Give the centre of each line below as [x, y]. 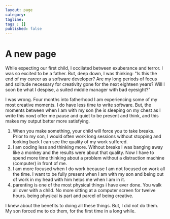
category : [16, 15]
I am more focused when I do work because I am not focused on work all [89, 169]
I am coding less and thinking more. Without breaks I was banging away [88, 147]
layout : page [19, 10]
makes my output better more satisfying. [48, 121]
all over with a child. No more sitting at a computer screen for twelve [84, 191]
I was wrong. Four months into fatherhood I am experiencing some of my [81, 100]
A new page [31, 54]
